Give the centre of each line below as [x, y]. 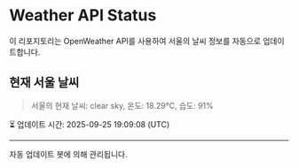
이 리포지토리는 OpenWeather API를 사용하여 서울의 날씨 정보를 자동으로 [135, 41]
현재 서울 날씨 [44, 83]
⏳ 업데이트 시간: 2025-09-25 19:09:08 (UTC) [90, 124]
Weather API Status [83, 15]
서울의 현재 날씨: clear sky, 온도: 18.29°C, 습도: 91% [122, 105]
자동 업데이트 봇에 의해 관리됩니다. [68, 154]
